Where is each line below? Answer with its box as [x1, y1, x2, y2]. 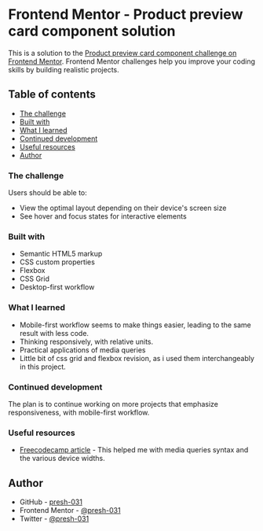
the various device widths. [19, 454, 105, 463]
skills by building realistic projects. [8, 65, 119, 74]
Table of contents [8, 88, 96, 101]
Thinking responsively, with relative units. [19, 337, 154, 346]
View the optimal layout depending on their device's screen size [19, 203, 227, 213]
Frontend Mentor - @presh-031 [19, 506, 121, 515]
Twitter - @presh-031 [19, 514, 89, 524]
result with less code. [19, 328, 89, 337]
